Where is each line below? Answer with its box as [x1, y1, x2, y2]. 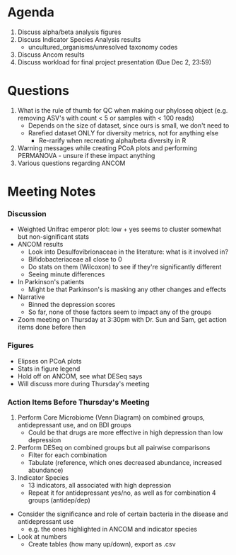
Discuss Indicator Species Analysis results [17, 35, 141, 43]
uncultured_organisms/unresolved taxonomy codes [28, 43, 178, 51]
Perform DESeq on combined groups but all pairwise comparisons [17, 443, 211, 452]
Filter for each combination [28, 451, 107, 459]
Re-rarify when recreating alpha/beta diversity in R [38, 136, 187, 145]
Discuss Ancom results [17, 50, 85, 59]
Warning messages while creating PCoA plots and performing [17, 143, 198, 152]
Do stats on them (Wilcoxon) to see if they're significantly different [28, 263, 222, 271]
